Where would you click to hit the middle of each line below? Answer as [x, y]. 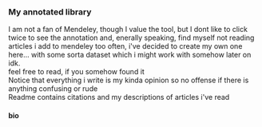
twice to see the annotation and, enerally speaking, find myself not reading [131, 38]
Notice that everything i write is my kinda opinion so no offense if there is [129, 80]
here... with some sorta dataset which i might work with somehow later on [130, 55]
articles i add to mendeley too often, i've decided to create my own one [125, 46]
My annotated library [50, 12]
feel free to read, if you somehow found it [77, 72]
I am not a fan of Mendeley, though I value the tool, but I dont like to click [128, 30]
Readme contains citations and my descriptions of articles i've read [119, 97]
